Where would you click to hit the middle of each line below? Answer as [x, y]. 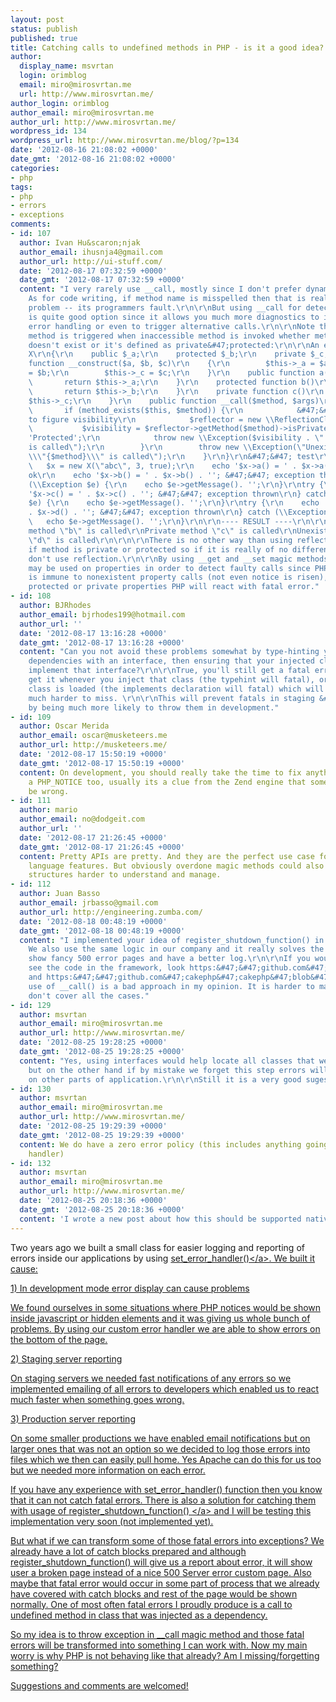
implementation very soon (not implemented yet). [112, 1521]
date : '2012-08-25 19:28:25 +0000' [93, 1042]
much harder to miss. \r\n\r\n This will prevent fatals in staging [171, 698]
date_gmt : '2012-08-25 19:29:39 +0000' [102, 1135]
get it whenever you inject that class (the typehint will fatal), [171, 680]
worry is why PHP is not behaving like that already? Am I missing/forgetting [165, 1655]
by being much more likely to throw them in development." [154, 707]
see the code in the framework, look [107, 968]
